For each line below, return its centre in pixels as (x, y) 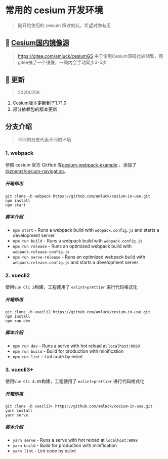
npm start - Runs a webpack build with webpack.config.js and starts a (86, 230)
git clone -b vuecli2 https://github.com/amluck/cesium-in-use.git (78, 312)
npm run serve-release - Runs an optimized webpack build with (79, 257)
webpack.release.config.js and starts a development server (75, 262)
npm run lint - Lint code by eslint (48, 356)
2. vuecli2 (18, 275)
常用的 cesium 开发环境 (54, 10)
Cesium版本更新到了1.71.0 (39, 103)
